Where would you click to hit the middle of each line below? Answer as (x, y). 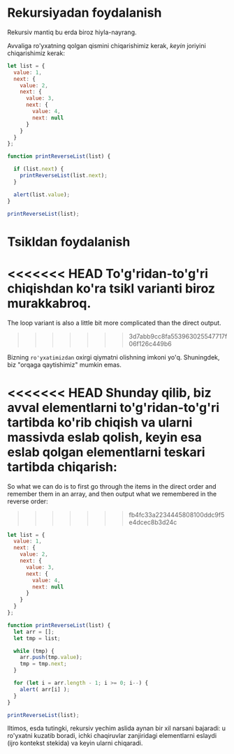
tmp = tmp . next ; (44, 664)
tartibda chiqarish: (62, 467)
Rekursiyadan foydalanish (85, 13)
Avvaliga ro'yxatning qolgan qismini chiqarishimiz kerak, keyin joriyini (107, 45)
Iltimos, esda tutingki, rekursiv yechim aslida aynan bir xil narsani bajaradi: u (116, 728)
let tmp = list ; (37, 638)
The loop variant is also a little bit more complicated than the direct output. (114, 323)
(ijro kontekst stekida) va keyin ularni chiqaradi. (75, 743)
